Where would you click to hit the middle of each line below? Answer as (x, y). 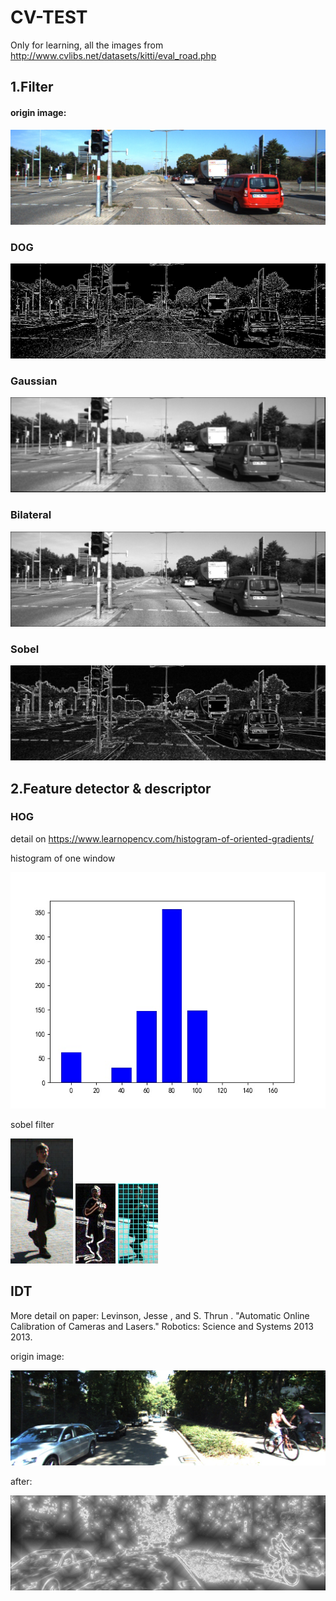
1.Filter (32, 87)
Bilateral (31, 515)
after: (21, 1481)
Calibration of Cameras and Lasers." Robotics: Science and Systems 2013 (162, 1326)
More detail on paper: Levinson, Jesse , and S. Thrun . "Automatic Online (160, 1315)
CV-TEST (49, 17)
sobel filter (32, 1124)
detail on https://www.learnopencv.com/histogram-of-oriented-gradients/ (162, 838)
